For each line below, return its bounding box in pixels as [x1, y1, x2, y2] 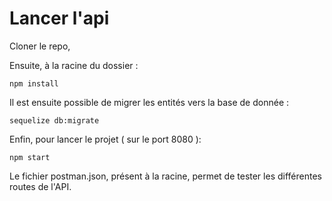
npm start [9, 152, 51, 162]
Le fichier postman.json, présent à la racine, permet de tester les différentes [9, 170, 322, 182]
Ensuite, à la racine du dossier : [9, 59, 139, 71]
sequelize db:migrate [9, 115, 100, 126]
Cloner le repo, [9, 40, 71, 52]
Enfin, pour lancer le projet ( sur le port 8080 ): [9, 133, 202, 145]
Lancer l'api [9, 7, 110, 30]
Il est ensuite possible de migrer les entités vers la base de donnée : [9, 96, 290, 108]
